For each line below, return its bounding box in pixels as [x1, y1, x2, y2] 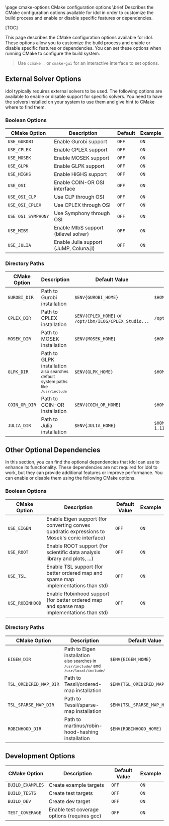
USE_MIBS [8, 228, 29, 234]
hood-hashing [64, 728, 99, 736]
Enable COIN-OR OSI [53, 179, 105, 186]
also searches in [64, 658, 97, 664]
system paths [41, 379, 68, 385]
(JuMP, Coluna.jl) [53, 245, 95, 252]
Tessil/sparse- [64, 701, 100, 708]
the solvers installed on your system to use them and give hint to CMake [5, 99, 155, 105]
